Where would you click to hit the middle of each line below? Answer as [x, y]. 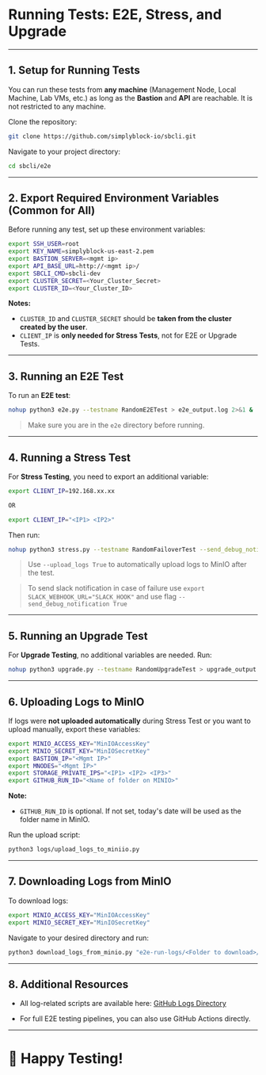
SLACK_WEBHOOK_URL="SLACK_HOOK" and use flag [102, 597]
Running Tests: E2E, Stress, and [115, 15]
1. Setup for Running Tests [74, 70]
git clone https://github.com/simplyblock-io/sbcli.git [102, 136]
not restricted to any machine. [57, 106]
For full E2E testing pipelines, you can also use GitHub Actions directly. [135, 1019]
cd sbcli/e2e [30, 166]
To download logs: [38, 901]
